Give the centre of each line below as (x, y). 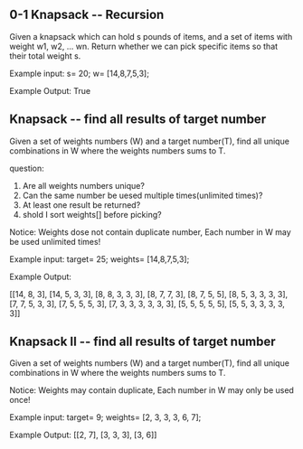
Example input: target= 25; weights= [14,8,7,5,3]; (99, 259)
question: (27, 168)
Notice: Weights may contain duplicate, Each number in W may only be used (151, 390)
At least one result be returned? (81, 205)
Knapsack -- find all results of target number (138, 120)
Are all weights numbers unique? (83, 185)
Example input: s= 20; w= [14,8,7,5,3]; (79, 73)
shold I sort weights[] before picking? (92, 214)
